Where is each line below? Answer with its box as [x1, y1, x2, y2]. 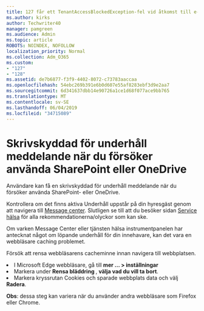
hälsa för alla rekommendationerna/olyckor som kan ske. [6, 213, 148, 221]
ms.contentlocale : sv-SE [6, 99, 69, 105]
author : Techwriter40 [6, 20, 61, 26]
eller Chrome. [6, 299, 41, 306]
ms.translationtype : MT [6, 93, 67, 99]
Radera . [6, 281, 27, 288]
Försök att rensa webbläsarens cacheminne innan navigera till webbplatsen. [6, 250, 196, 257]
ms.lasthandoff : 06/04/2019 [6, 104, 78, 111]
